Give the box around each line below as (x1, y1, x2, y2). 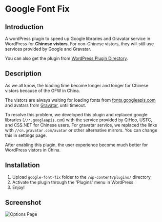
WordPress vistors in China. (5, 147, 61, 153)
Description (5, 70, 41, 78)
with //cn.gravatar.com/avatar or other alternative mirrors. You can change (5, 127, 158, 133)
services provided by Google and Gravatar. (5, 46, 92, 52)
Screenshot (5, 199, 41, 207)
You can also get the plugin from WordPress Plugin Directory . (5, 55, 128, 61)
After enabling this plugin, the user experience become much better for (5, 142, 148, 148)
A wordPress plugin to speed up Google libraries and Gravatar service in (5, 36, 150, 41)
